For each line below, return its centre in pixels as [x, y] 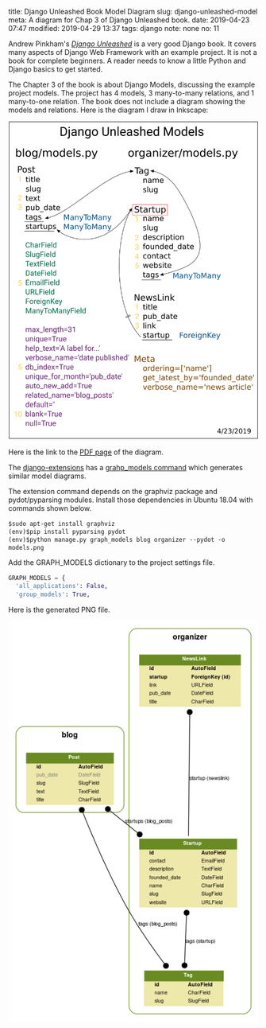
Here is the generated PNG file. [59, 610]
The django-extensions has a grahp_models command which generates [126, 467]
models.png [26, 547]
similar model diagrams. [47, 476]
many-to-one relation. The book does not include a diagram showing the [127, 101]
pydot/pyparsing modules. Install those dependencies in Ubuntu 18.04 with [131, 500]
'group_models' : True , [53, 595]
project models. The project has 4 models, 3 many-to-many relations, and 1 [131, 93]
